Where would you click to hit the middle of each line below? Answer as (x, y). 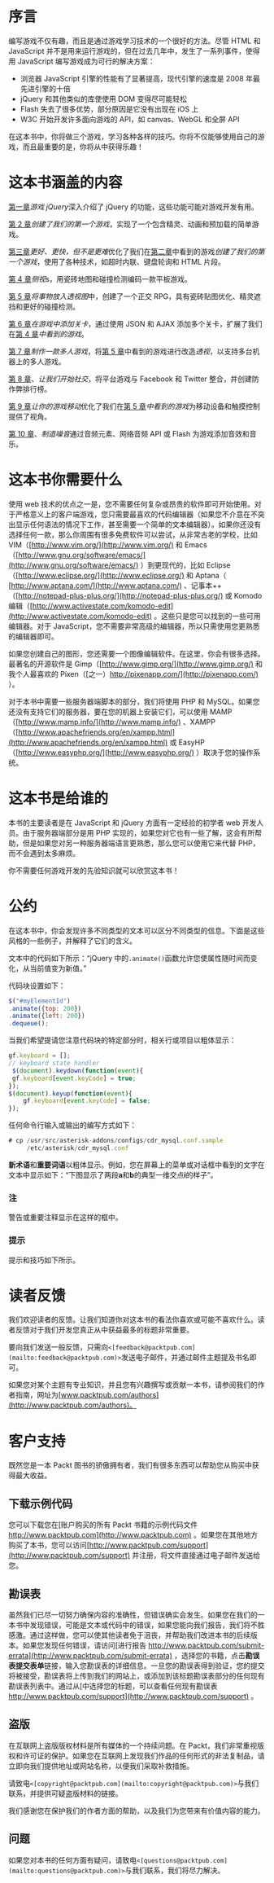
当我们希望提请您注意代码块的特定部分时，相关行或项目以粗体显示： (122, 1040)
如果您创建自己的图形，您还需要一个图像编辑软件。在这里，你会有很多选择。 (137, 653)
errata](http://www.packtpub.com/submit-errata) (91, 1656)
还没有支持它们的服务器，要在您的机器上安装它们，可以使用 (108, 711)
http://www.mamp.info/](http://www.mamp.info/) (100, 722)
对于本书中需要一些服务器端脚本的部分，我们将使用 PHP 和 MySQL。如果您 (134, 701)
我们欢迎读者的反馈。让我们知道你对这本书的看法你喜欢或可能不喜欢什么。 (133, 1319)
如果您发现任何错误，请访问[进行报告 (85, 1645)
